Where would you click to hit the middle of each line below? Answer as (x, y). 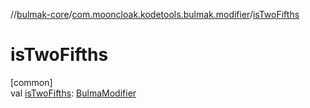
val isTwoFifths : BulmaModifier (73, 93)
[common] (31, 82)
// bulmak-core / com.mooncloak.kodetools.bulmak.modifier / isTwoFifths (155, 14)
